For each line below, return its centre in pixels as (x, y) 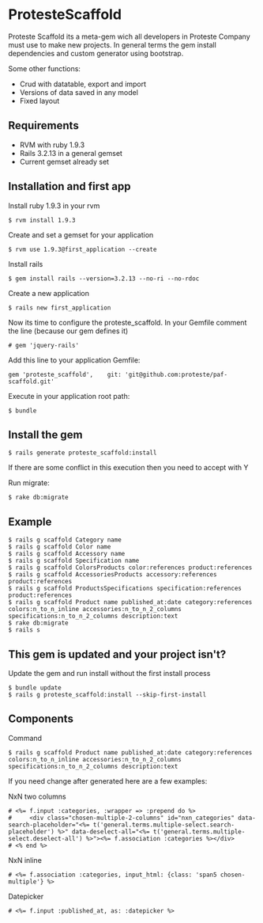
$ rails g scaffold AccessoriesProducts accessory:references (113, 575)
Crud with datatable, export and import (83, 84)
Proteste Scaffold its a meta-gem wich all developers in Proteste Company (129, 36)
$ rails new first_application (60, 308)
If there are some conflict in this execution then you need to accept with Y (128, 468)
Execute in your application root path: (69, 396)
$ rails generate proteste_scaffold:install (83, 453)
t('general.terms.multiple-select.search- (164, 825)
